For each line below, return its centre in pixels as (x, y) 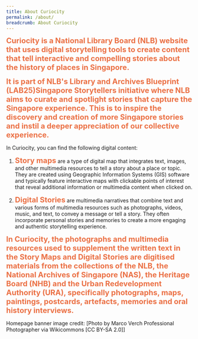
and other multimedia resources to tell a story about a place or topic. (98, 168)
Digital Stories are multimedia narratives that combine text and (99, 200)
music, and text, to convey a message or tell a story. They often (92, 214)
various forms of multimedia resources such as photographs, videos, (98, 208)
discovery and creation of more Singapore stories (95, 117)
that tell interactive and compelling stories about (93, 59)
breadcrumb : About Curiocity (42, 23)
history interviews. (40, 311)
